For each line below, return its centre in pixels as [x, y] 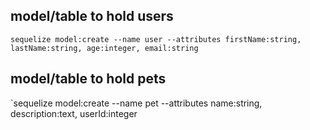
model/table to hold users [92, 16]
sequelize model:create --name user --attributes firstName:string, [156, 39]
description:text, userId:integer [74, 113]
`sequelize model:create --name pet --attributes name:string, [136, 103]
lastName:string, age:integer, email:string [104, 48]
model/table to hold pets [88, 79]
